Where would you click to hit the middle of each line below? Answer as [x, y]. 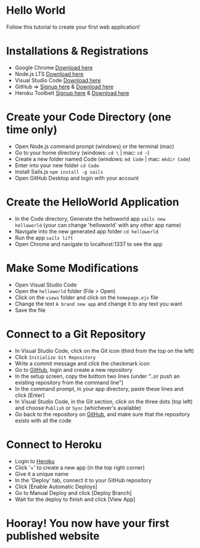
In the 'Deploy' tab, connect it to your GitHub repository [83, 480]
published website [53, 536]
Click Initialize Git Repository [55, 357]
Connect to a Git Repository [76, 334]
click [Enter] [30, 395]
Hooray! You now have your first [88, 523]
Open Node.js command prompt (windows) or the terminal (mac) [94, 146]
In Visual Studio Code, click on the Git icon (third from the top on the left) [104, 350]
